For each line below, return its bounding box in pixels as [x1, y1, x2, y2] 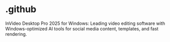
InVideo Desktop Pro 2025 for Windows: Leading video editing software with [5, 20, 165, 26]
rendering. [5, 31, 27, 37]
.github [5, 4, 37, 15]
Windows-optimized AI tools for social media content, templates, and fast [5, 25, 159, 31]
